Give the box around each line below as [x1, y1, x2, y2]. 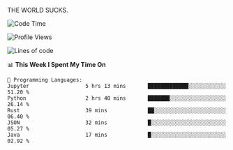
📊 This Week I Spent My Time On [7, 61, 106, 68]
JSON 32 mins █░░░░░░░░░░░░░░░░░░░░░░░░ [7, 119, 227, 126]
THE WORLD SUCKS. [7, 6, 68, 14]
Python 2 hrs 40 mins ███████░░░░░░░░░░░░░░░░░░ [7, 95, 227, 102]
